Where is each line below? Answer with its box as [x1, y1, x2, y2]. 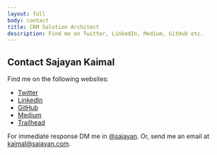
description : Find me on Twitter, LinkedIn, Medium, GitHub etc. [7, 30, 204, 37]
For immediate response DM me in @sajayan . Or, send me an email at [7, 132, 210, 141]
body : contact [7, 17, 49, 24]
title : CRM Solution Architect [7, 23, 100, 30]
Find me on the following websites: [7, 75, 109, 83]
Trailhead [17, 118, 45, 127]
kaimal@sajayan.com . [7, 139, 71, 148]
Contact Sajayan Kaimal [7, 56, 115, 68]
